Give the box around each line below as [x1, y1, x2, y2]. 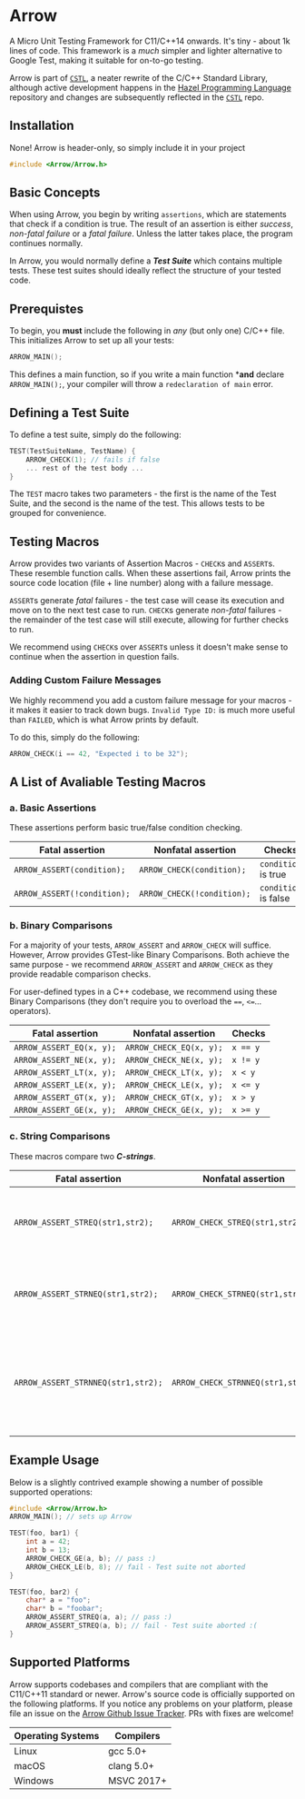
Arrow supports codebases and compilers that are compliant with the [9, 1678, 269, 1690]
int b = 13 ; [25, 1546, 71, 1555]
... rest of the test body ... [25, 463, 144, 472]
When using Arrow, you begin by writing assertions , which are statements [9, 209, 288, 220]
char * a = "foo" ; [25, 1595, 92, 1605]
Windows [14, 1774, 54, 1786]
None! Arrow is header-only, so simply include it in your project [9, 142, 246, 153]
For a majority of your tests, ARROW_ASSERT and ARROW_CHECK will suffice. [9, 939, 272, 950]
